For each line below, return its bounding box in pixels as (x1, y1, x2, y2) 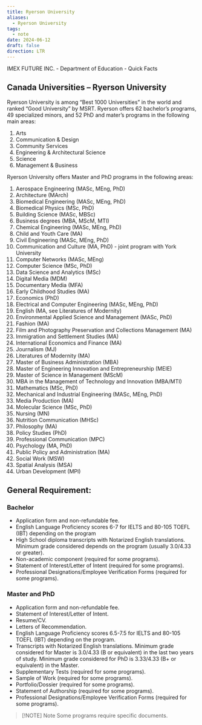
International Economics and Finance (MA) (15, 339, 122, 346)
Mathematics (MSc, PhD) (15, 384, 78, 391)
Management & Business (15, 161, 78, 169)
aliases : (7, 15, 29, 21)
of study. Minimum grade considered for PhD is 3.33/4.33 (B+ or (15, 655, 177, 662)
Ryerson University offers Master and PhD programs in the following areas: (7, 173, 194, 180)
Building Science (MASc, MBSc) (15, 210, 96, 218)
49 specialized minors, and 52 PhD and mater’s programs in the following (7, 111, 190, 119)
